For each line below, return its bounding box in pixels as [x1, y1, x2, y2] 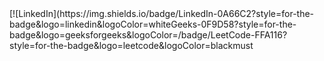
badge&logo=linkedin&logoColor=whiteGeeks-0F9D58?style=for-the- [9, 18, 297, 30]
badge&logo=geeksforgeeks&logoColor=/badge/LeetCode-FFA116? [9, 29, 288, 41]
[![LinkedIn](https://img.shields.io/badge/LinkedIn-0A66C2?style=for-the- [9, 8, 315, 19]
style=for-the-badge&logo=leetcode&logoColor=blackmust [9, 40, 254, 51]
